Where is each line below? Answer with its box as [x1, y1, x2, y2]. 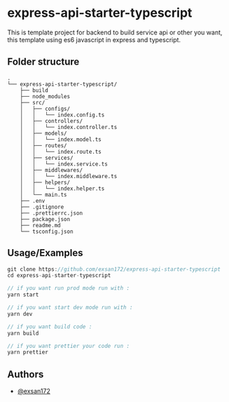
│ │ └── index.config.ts [20, 111, 105, 119]
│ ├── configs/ [20, 105, 71, 112]
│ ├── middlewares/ [20, 166, 83, 173]
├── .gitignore [20, 203, 64, 210]
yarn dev [7, 310, 33, 317]
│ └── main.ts [20, 191, 68, 198]
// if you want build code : [7, 323, 92, 330]
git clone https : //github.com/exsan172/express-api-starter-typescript [7, 265, 221, 273]
